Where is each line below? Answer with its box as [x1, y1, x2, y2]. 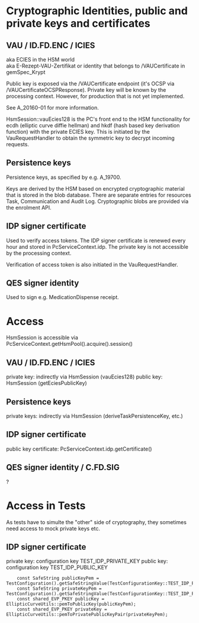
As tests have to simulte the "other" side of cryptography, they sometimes [6, 518, 187, 525]
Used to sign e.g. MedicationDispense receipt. [6, 294, 120, 301]
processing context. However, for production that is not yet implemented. [6, 93, 185, 99]
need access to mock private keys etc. [6, 525, 101, 532]
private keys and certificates [6, 17, 151, 30]
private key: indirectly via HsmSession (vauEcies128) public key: [6, 373, 163, 380]
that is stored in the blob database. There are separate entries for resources [6, 191, 191, 198]
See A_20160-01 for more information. [6, 104, 99, 111]
